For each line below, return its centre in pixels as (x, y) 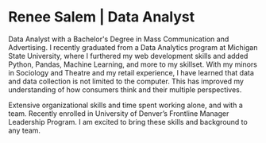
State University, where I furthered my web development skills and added (128, 56)
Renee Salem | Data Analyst (102, 17)
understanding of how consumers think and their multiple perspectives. (125, 89)
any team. (25, 130)
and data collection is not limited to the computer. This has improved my (126, 81)
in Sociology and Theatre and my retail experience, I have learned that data (131, 72)
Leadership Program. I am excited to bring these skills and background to (128, 122)
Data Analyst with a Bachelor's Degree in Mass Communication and (119, 39)
